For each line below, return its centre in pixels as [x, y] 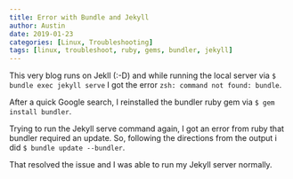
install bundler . [41, 112]
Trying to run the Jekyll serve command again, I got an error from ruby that [147, 128]
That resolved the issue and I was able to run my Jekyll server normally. [141, 165]
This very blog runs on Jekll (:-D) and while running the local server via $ [142, 75]
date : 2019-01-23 [41, 34]
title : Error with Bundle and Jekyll [79, 17]
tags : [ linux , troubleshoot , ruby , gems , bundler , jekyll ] [121, 51]
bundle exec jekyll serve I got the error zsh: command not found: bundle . [146, 85]
